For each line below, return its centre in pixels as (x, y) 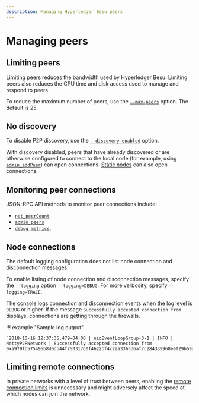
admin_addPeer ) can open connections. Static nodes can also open (87, 165)
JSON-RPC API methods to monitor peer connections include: (82, 204)
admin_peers (29, 223)
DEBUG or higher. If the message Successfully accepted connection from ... (99, 310)
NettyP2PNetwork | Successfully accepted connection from (79, 344)
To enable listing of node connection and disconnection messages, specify (98, 279)
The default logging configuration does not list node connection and (89, 262)
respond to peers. (28, 90)
